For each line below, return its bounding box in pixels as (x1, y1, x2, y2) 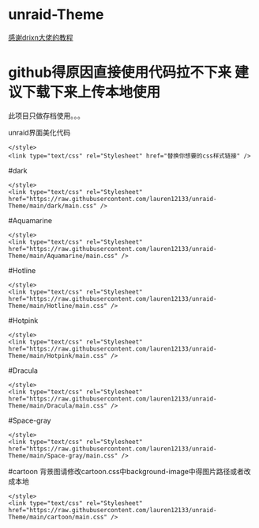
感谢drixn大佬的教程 (8, 32, 73, 42)
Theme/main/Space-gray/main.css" (8, 451, 118, 460)
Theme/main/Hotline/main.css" (8, 302, 108, 310)
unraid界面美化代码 (8, 127, 71, 137)
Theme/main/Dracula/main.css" (8, 401, 108, 409)
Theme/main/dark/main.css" (8, 202, 97, 210)
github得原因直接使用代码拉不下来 (8, 63, 232, 82)
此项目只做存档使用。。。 (8, 111, 84, 120)
